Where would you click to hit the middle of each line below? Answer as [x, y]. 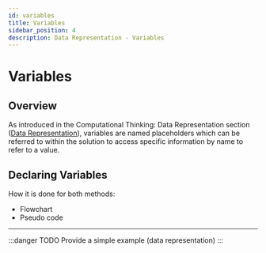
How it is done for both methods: [62, 194]
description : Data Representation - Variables [86, 38]
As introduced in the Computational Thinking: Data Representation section [129, 125]
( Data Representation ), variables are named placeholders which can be [124, 133]
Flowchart [36, 210]
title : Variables [37, 23]
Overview [33, 106]
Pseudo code [41, 217]
